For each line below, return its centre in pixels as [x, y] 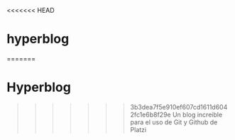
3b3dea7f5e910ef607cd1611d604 [179, 107]
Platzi [138, 129]
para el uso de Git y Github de [174, 122]
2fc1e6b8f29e [151, 114]
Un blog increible [197, 114]
